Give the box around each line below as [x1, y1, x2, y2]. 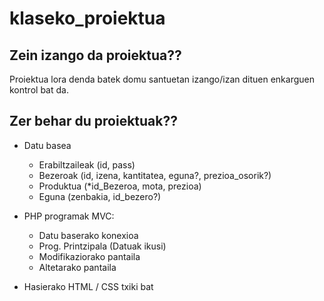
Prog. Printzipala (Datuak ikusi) [38, 240, 167, 252]
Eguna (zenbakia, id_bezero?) [38, 190, 162, 202]
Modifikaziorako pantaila [38, 250, 141, 262]
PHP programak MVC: [23, 210, 115, 222]
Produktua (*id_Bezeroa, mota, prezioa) [38, 180, 202, 192]
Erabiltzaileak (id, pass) [38, 158, 136, 171]
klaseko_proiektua [9, 7, 166, 30]
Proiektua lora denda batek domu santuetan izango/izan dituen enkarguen [9, 73, 315, 85]
